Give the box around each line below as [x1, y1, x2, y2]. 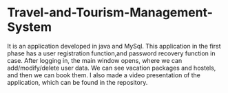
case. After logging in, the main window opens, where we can [7, 56, 183, 64]
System [7, 19, 52, 35]
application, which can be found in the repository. [7, 78, 148, 86]
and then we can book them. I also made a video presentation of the [7, 70, 201, 79]
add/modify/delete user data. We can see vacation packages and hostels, [7, 64, 216, 72]
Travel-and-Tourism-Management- [7, 5, 214, 21]
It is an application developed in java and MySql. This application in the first [7, 42, 222, 50]
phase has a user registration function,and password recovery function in [7, 49, 216, 57]
